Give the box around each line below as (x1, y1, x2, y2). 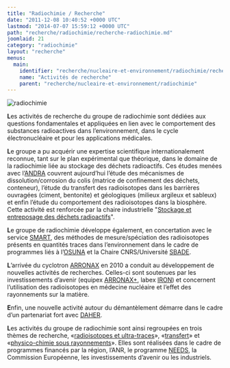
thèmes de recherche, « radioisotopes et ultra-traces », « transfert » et (7, 332, 200, 340)
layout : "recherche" (7, 49, 66, 56)
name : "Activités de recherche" (19, 73, 112, 81)
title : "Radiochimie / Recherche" (7, 10, 106, 17)
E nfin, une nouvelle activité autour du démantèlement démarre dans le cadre (7, 304, 223, 312)
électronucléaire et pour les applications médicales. (7, 134, 153, 143)
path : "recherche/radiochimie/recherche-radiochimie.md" (7, 29, 173, 36)
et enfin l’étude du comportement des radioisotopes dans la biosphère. (7, 198, 207, 206)
